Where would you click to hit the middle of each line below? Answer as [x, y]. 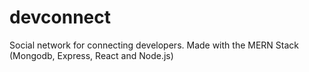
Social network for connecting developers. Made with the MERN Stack [154, 45]
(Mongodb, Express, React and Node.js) [91, 55]
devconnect [60, 17]
